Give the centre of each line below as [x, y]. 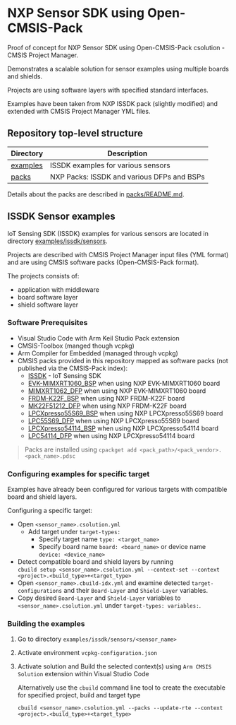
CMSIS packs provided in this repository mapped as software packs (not [123, 360]
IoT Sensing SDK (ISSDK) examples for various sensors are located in [108, 233]
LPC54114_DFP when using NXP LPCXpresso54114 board [111, 435]
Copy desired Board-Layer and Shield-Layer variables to [99, 598]
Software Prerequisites [48, 323]
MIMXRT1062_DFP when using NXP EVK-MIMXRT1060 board [117, 391]
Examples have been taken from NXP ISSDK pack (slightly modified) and [113, 103]
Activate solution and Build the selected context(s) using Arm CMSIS [114, 666]
